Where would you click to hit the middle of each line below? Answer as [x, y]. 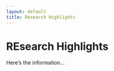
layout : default [26, 12]
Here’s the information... [36, 63]
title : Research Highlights [41, 17]
